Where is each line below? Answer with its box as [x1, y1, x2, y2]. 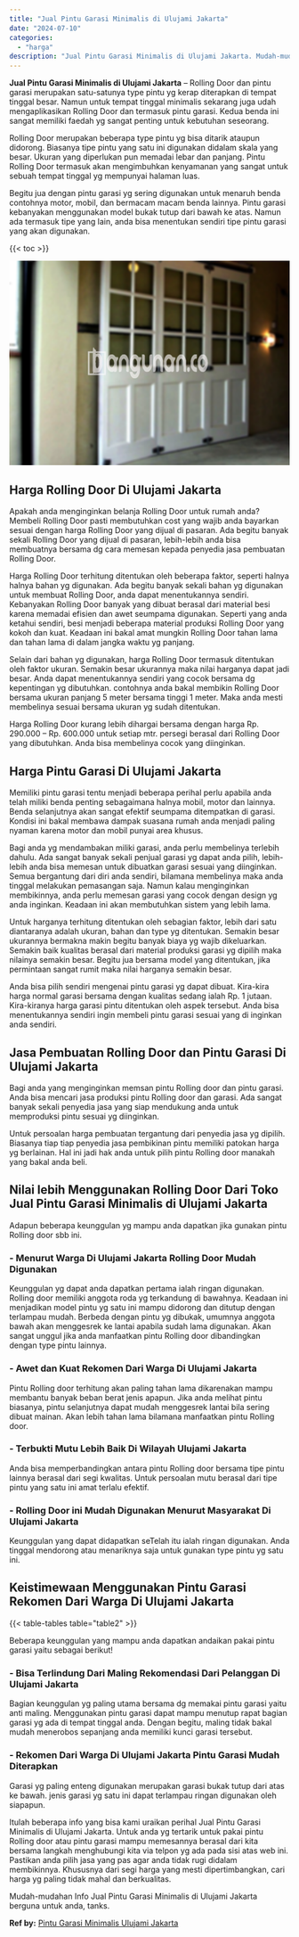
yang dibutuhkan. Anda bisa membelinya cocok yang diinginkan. [9, 738, 246, 749]
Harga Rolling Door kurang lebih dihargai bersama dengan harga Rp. [9, 718, 260, 730]
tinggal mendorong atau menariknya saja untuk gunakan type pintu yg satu [9, 1545, 284, 1555]
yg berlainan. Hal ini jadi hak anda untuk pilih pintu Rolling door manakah [9, 1147, 276, 1158]
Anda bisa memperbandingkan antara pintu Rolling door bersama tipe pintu [9, 1463, 285, 1473]
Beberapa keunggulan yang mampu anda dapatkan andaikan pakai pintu [9, 1635, 275, 1646]
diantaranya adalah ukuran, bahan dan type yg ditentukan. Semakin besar [9, 926, 280, 937]
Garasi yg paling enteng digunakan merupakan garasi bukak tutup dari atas [9, 1780, 285, 1791]
